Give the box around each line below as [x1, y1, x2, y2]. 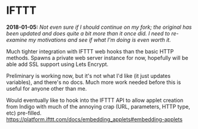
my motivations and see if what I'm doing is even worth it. [28, 36, 172, 43]
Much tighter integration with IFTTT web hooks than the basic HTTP [6, 47, 174, 55]
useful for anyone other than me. [6, 85, 87, 92]
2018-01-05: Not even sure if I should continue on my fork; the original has [6, 23, 192, 31]
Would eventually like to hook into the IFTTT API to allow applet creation [6, 97, 184, 104]
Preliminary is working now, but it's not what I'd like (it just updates [6, 72, 171, 79]
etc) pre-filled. [6, 109, 42, 116]
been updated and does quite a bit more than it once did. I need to [6, 29, 170, 37]
